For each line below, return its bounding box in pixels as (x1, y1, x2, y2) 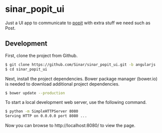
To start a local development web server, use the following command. (5, 99, 147, 105)
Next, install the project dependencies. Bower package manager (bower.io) (5, 76, 158, 82)
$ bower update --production (5, 90, 65, 95)
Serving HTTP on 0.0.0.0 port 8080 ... (5, 114, 87, 119)
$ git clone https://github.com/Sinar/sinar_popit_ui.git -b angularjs (5, 62, 156, 67)
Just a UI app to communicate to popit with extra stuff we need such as (5, 20, 151, 26)
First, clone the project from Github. (5, 52, 78, 58)
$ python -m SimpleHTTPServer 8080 (5, 109, 79, 114)
